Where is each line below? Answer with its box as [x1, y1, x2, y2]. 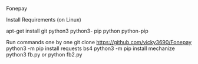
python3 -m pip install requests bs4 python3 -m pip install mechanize [6, 45, 175, 52]
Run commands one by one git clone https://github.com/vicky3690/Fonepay [6, 39, 192, 45]
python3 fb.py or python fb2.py [6, 51, 82, 58]
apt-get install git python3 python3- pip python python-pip [6, 27, 148, 34]
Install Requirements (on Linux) [6, 16, 81, 23]
